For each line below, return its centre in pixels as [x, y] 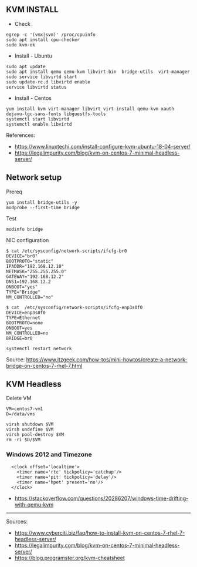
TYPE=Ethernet [23, 318]
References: [21, 135]
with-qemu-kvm [34, 504]
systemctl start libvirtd [38, 119]
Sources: [17, 521]
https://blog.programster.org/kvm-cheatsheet [69, 558]
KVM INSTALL [32, 10]
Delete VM [19, 398]
